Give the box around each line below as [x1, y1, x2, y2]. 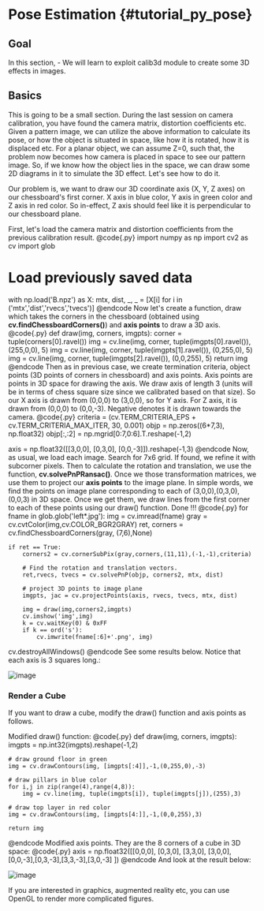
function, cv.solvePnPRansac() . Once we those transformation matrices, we [8, 469, 257, 479]
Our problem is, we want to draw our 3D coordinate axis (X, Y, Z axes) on [8, 184, 246, 193]
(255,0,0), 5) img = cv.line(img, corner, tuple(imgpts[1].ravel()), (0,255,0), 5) [8, 345, 254, 354]
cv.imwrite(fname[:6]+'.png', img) [36, 633, 154, 640]
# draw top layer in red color [8, 804, 111, 812]
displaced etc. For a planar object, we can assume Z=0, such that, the [8, 144, 235, 153]
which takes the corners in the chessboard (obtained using [8, 312, 199, 321]
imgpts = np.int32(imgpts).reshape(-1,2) [8, 740, 139, 750]
